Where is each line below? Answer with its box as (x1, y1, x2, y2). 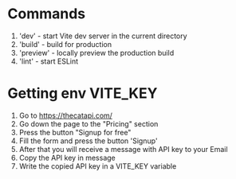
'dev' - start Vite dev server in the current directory (18, 31, 188, 41)
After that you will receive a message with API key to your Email (18, 144, 228, 154)
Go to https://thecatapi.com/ (18, 111, 113, 120)
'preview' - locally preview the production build (18, 48, 175, 57)
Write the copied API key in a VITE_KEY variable (18, 161, 177, 171)
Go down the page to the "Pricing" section (18, 119, 159, 128)
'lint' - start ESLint (18, 56, 79, 66)
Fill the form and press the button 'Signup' (18, 136, 158, 146)
